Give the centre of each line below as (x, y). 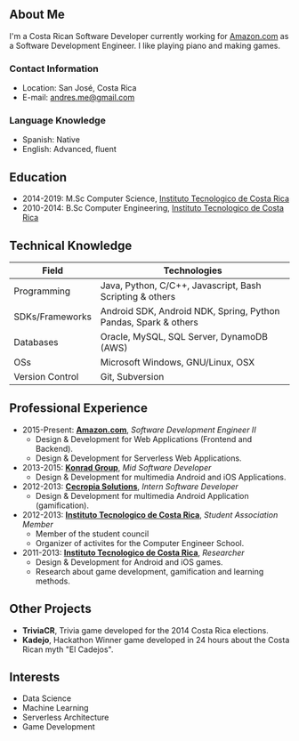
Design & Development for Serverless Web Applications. (138, 458)
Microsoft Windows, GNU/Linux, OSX (178, 362)
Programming (42, 291)
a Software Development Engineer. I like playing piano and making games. (145, 45)
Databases (36, 342)
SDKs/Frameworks (53, 317)
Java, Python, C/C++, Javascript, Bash (181, 286)
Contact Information (54, 68)
